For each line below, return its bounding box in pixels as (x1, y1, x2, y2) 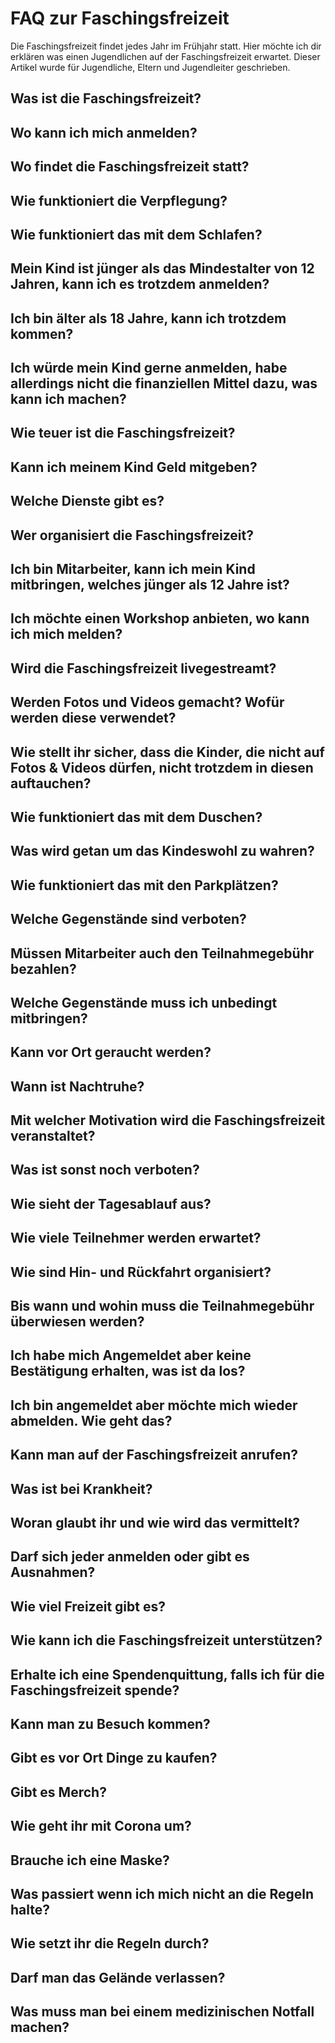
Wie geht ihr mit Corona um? (10, 1818, 192, 1835)
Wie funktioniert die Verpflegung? (10, 192, 228, 209)
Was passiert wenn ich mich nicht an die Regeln (10, 1885, 315, 1902)
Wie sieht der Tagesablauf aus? (10, 1195, 212, 1212)
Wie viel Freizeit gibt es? (10, 1598, 166, 1615)
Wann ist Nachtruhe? (10, 1078, 145, 1095)
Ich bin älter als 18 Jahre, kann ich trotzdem (10, 310, 287, 327)
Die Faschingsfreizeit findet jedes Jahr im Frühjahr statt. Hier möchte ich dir (10, 40, 322, 52)
